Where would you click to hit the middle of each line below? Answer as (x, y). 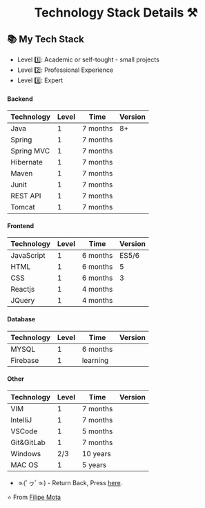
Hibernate (27, 162)
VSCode (24, 431)
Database (21, 319)
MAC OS (25, 464)
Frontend (21, 225)
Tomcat (23, 207)
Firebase (25, 360)
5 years (94, 464)
